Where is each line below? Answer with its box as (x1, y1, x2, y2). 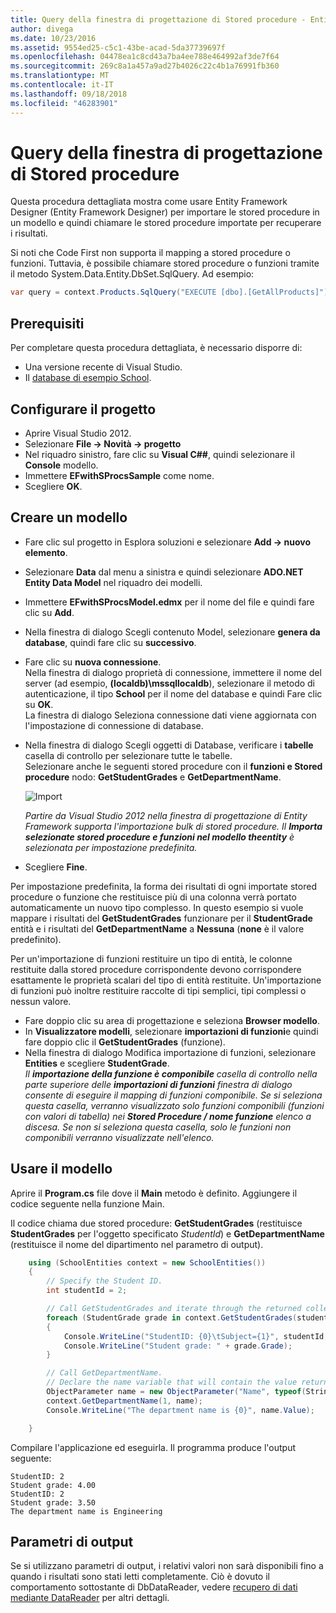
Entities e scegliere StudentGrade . (24, 1057, 170, 1069)
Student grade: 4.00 (10, 1480, 97, 1490)
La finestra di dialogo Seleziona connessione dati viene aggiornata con (24, 709, 317, 721)
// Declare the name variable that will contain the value (46, 1377, 298, 1388)
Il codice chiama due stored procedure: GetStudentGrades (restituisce (10, 1217, 303, 1229)
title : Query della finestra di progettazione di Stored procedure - (10, 14, 307, 25)
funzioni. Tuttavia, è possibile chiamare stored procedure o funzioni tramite (10, 257, 320, 270)
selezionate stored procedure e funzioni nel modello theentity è (24, 831, 295, 843)
